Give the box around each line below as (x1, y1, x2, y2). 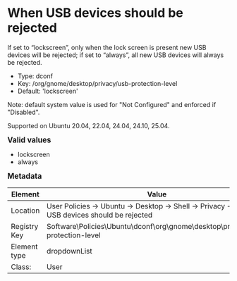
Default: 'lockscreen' (17, 87, 79, 95)
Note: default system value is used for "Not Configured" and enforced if (7, 100, 217, 108)
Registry (11, 221, 39, 231)
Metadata (7, 171, 42, 181)
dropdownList (47, 246, 93, 256)
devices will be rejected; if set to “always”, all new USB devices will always (7, 51, 224, 59)
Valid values (7, 135, 51, 145)
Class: (11, 262, 32, 272)
